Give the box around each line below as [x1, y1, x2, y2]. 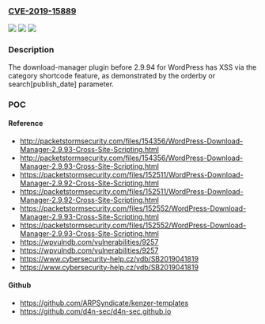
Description [8, 44, 55, 55]
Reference [8, 119, 44, 128]
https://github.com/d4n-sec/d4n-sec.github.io [19, 307, 172, 316]
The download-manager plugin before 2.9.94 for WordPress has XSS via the [8, 62, 257, 72]
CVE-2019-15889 [8, 6, 77, 17]
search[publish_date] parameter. [8, 79, 115, 89]
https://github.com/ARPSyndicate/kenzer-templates [19, 298, 189, 307]
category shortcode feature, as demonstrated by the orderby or [8, 71, 216, 80]
